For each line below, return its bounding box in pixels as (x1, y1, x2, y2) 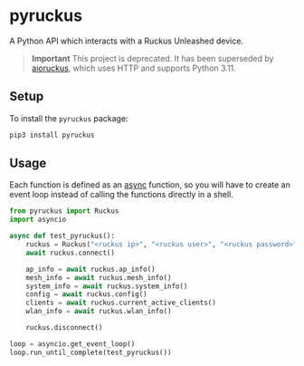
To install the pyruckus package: (9, 112, 128, 123)
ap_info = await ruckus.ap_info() (25, 265, 156, 274)
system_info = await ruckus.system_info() (25, 282, 188, 291)
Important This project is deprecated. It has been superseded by (31, 53, 274, 63)
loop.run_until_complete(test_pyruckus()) (9, 348, 172, 357)
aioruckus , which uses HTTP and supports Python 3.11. (31, 63, 237, 73)
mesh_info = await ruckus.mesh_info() (25, 273, 172, 282)
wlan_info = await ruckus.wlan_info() (25, 307, 172, 316)
